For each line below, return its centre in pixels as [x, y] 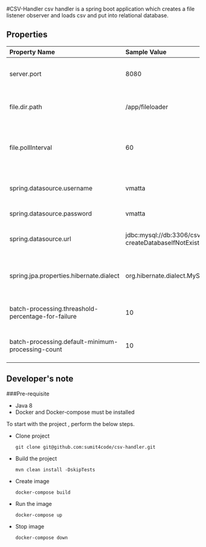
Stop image [30, 526]
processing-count [36, 349]
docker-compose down [41, 537]
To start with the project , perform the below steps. [71, 424]
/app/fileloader [147, 107]
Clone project [32, 436]
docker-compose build [43, 492]
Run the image [33, 503]
